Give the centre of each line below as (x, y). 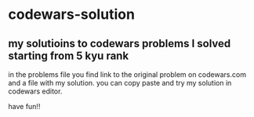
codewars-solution (72, 15)
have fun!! (24, 106)
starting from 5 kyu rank (69, 55)
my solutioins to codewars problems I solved (120, 44)
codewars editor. (35, 91)
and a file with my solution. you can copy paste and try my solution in (120, 83)
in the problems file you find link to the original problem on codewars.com (127, 75)
